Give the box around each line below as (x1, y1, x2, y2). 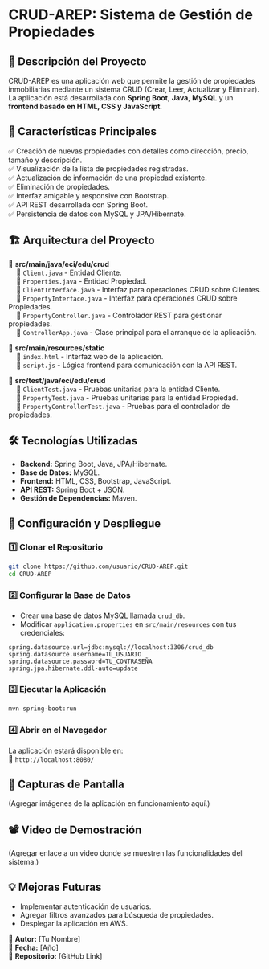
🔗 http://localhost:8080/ (8, 754, 95, 764)
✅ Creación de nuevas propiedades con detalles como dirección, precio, (8, 146, 249, 156)
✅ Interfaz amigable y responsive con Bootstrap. (8, 190, 169, 200)
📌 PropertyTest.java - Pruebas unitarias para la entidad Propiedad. (15, 392, 238, 403)
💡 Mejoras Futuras (8, 880, 102, 893)
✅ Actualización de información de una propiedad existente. (8, 173, 207, 182)
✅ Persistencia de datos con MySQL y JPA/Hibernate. (8, 209, 186, 219)
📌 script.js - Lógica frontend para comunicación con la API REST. (15, 360, 238, 370)
